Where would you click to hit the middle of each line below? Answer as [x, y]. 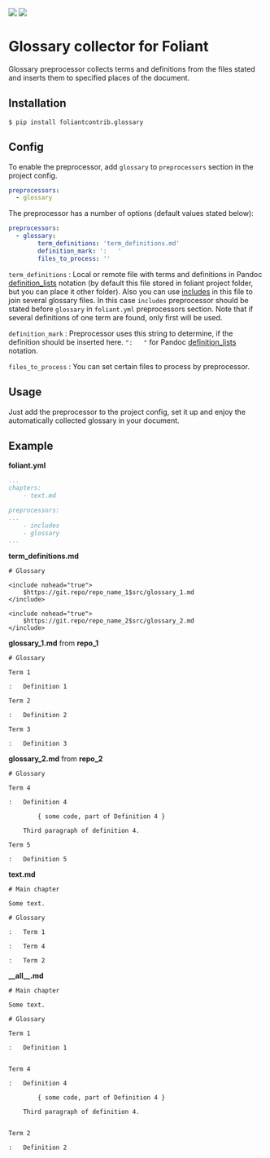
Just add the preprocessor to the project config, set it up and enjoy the [127, 412]
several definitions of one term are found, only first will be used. [115, 317]
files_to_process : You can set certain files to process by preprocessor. [129, 366]
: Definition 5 [38, 860]
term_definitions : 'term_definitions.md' [109, 244]
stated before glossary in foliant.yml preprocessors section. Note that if [131, 309]
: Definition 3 [38, 744]
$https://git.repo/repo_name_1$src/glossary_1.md [109, 592]
